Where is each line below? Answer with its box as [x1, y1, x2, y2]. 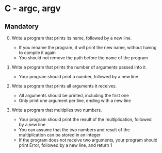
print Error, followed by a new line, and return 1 [18, 142, 113, 148]
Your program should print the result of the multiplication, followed [18, 117, 152, 122]
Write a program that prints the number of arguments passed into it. [11, 64, 147, 70]
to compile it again [18, 50, 56, 55]
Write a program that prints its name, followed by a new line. [11, 35, 132, 41]
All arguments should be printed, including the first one [18, 93, 129, 98]
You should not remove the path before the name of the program [18, 55, 148, 61]
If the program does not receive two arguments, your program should [18, 137, 158, 143]
